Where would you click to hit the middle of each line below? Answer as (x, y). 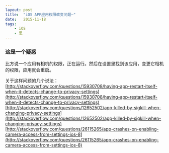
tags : (11, 24)
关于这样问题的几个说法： (32, 81)
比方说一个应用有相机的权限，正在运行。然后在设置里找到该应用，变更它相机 (84, 64)
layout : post (19, 10)
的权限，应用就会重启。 (29, 70)
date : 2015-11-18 (26, 19)
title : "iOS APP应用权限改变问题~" (41, 15)
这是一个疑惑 (21, 52)
